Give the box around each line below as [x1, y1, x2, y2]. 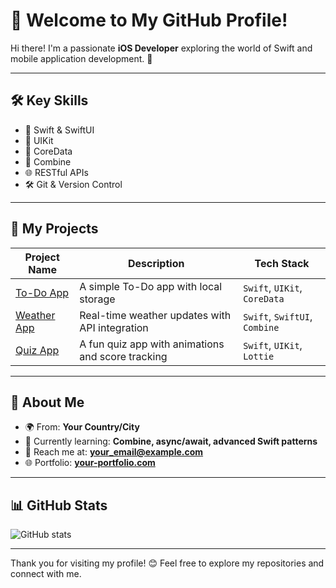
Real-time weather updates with [79, 308, 232, 322]
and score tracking [79, 349, 168, 363]
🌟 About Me [10, 394, 85, 411]
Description [127, 256, 185, 270]
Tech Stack [254, 256, 310, 270]
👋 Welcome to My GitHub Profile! [10, 9, 288, 32]
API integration [79, 320, 149, 334]
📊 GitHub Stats [10, 497, 108, 514]
